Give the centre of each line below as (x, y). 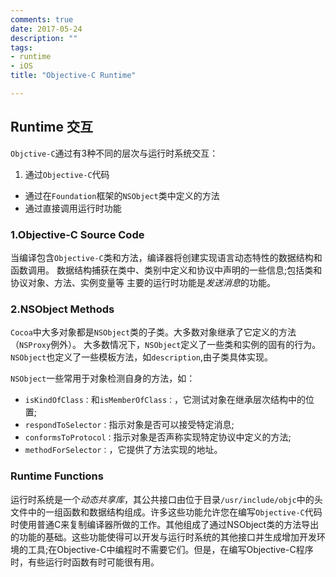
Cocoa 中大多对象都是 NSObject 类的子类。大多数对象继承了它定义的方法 (153, 332)
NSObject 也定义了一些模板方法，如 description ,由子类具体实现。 (142, 357)
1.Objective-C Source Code (77, 234)
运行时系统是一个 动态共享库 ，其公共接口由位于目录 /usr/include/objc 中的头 (166, 499)
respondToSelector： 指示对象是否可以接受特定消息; (129, 425)
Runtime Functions (57, 476)
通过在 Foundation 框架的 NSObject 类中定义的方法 (122, 195)
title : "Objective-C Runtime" (73, 76)
